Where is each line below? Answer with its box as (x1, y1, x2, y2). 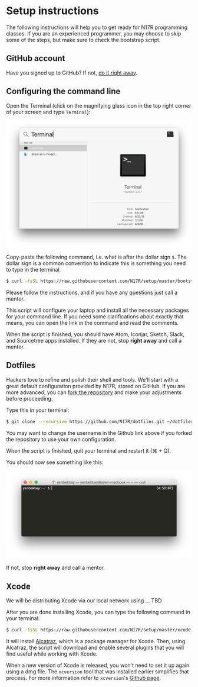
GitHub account (6, 53, 65, 63)
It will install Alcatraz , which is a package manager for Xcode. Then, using (6, 638, 186, 645)
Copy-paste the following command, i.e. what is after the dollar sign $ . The (6, 253, 187, 261)
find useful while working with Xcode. (6, 650, 98, 657)
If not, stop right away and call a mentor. (6, 564, 105, 572)
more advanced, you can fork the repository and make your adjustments (6, 389, 181, 396)
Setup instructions (6, 4, 99, 18)
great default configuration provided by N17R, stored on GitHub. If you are (6, 382, 186, 389)
